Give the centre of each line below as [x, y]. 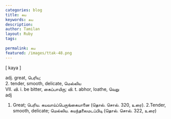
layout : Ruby [19, 34]
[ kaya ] [13, 68]
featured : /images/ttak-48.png [39, 53]
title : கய [16, 15]
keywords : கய [19, 19]
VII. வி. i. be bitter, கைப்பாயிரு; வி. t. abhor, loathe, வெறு [62, 89]
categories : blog [24, 10]
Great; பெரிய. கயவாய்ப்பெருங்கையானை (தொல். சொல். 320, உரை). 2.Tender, [89, 105]
